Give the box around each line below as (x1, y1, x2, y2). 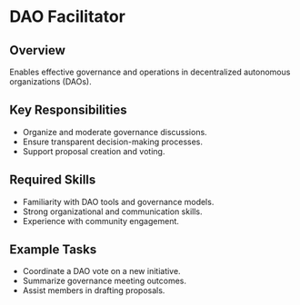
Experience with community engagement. (22, 215, 180, 226)
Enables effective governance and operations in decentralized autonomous (9, 66, 291, 77)
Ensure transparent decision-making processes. (22, 136, 203, 147)
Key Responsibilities (9, 103, 127, 118)
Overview (9, 43, 66, 58)
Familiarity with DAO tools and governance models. (22, 196, 215, 207)
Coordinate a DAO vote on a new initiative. (22, 266, 181, 277)
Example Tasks (9, 242, 97, 258)
